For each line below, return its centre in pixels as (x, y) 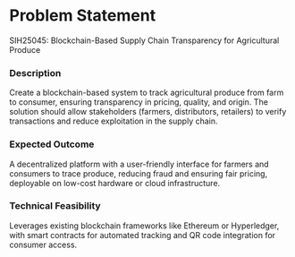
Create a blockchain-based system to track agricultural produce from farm (147, 93)
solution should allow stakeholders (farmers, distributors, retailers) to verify (148, 112)
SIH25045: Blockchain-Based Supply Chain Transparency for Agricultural (144, 40)
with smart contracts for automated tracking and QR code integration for (142, 235)
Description (35, 73)
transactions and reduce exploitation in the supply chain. (114, 121)
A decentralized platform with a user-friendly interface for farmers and (139, 164)
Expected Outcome (52, 144)
